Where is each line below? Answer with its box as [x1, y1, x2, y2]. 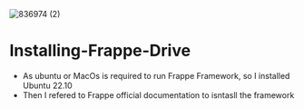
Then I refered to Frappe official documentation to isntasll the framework [22, 89, 295, 100]
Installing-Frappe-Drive [9, 41, 191, 61]
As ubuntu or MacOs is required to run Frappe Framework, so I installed [22, 70, 290, 81]
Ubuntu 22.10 [22, 80, 73, 91]
